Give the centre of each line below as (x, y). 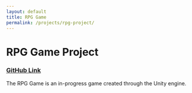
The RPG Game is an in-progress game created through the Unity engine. (96, 83)
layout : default (26, 12)
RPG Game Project (52, 52)
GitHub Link (24, 70)
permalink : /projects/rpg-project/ (50, 23)
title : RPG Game (26, 17)
